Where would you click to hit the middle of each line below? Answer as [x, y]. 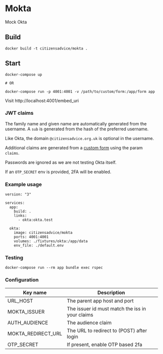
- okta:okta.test [35, 220]
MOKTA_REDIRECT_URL [35, 334]
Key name [35, 292]
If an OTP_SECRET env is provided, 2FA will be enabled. [58, 172]
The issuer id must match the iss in [106, 308]
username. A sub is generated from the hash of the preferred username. [77, 129]
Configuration [22, 280]
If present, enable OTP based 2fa [104, 344]
